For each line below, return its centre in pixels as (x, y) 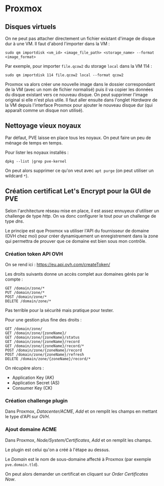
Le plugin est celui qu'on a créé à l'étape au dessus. (58, 450)
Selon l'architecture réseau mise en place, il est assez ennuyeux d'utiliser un (82, 211)
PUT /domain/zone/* (25, 292)
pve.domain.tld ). (22, 464)
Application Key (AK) (33, 377)
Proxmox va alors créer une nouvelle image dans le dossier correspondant (80, 84)
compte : (14, 279)
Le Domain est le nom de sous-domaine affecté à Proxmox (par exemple (78, 459)
